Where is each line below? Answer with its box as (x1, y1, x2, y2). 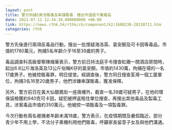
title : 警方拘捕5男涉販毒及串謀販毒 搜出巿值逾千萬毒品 (5, 12, 112, 17)
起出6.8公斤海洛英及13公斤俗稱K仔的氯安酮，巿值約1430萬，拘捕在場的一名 (5, 65, 165, 71)
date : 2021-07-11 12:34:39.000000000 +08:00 (5, 17, 102, 22)
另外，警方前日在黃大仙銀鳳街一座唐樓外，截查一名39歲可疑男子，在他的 (5, 89, 159, 95)
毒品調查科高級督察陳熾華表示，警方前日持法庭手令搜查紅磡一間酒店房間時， (5, 59, 167, 65)
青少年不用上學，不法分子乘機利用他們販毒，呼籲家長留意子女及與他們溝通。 (5, 119, 167, 125)
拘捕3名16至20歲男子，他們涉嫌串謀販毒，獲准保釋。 (14, 78, 126, 84)
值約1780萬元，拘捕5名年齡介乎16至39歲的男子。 (5, 48, 109, 54)
